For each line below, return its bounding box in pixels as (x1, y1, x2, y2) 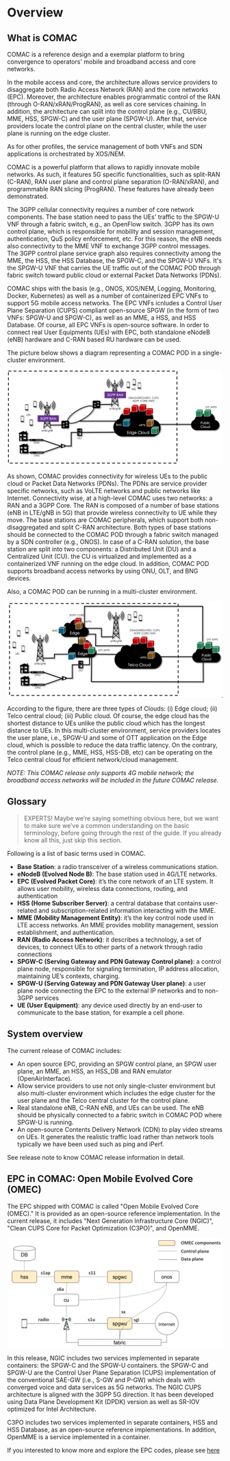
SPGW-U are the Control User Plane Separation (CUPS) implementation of (7, 1368, 216, 1377)
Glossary (7, 796, 47, 807)
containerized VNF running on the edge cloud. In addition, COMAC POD (7, 559, 209, 567)
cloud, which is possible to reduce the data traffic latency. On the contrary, (7, 741, 218, 749)
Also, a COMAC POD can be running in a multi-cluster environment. (7, 587, 197, 595)
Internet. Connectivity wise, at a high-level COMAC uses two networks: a (7, 494, 213, 502)
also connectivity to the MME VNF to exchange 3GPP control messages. (7, 242, 211, 250)
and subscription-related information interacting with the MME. (38, 906, 216, 914)
